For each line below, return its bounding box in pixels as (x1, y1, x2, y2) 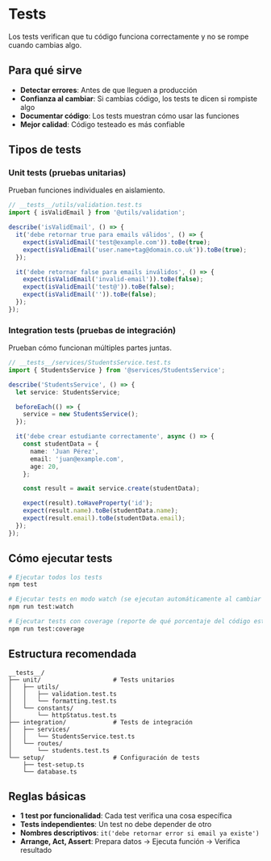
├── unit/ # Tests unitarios (8, 676, 175, 684)
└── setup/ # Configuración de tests (8, 753, 200, 762)
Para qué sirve (8, 64, 82, 78)
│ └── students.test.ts (8, 746, 110, 754)
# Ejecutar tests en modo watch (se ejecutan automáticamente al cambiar (8, 595, 262, 603)
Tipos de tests (8, 143, 82, 157)
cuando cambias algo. (8, 40, 82, 49)
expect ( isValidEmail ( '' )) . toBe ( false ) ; (23, 290, 157, 299)
